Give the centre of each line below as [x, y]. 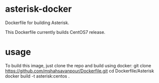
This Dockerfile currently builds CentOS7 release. [55, 32]
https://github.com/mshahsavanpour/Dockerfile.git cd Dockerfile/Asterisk [79, 71]
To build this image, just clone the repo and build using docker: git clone [78, 65]
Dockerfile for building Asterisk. [37, 23]
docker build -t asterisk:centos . [37, 76]
